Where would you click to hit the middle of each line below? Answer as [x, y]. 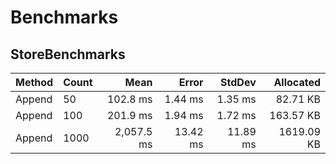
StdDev [238, 82]
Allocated [297, 82]
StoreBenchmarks [68, 54]
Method [34, 82]
